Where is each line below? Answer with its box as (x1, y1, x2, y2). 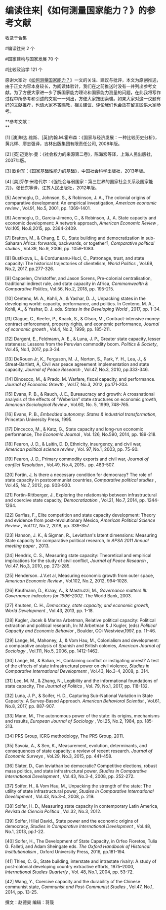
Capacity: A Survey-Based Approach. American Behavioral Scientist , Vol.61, (5, 698, 161, 703)
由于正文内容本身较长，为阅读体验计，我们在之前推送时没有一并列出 (5, 83, 144, 89)
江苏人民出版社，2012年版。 (41, 185, 100, 191)
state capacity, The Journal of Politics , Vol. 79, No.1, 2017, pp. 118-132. (5, 683, 149, 689)
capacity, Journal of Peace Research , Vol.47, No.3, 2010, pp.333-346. (5, 366, 149, 372)
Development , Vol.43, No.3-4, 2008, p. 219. (5, 793, 95, 799)
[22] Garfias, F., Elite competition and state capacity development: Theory (5, 512, 156, 518)
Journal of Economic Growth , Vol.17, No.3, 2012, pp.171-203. (5, 381, 128, 387)
